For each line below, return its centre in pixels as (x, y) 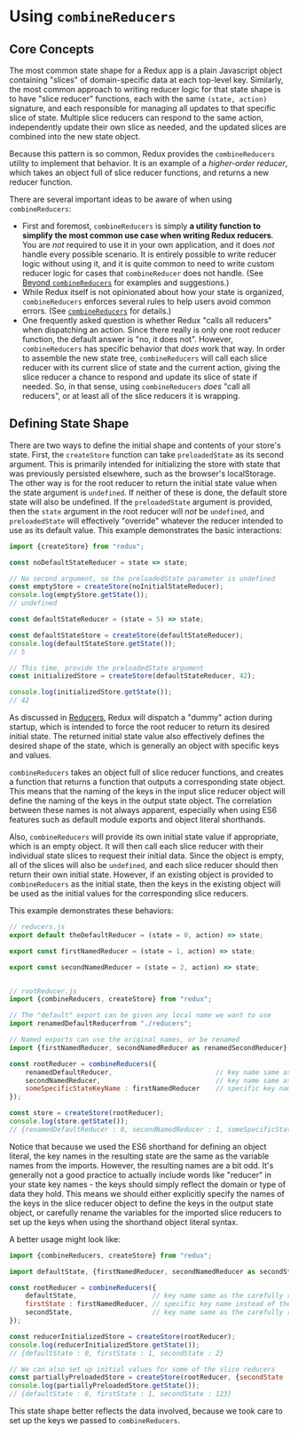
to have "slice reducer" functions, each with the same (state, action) (138, 99)
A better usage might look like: (65, 1239)
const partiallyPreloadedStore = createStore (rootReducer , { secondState (146, 1378)
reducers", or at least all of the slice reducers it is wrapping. (131, 396)
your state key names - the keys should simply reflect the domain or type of (148, 1184)
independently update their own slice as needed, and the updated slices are (148, 127)
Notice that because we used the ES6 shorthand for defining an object (138, 1146)
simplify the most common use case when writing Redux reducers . (148, 235)
